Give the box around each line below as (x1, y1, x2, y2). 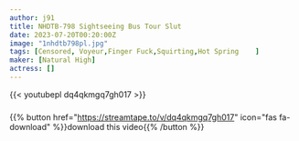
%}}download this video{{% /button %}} (52, 121, 205, 132)
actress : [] (9, 65, 55, 74)
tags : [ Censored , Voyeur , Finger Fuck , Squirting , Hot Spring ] (9, 47, 260, 56)
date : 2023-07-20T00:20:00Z (9, 30, 117, 39)
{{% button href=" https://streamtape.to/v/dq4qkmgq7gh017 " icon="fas (9, 111, 277, 123)
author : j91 (9, 13, 55, 23)
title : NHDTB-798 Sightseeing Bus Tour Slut (9, 22, 182, 31)
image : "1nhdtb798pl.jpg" (9, 38, 108, 48)
